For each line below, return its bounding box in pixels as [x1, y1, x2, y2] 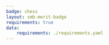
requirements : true [6, 19, 54, 25]
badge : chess [6, 8, 38, 15]
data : [6, 25, 19, 31]
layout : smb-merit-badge [6, 14, 67, 20]
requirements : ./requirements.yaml [16, 30, 104, 36]
